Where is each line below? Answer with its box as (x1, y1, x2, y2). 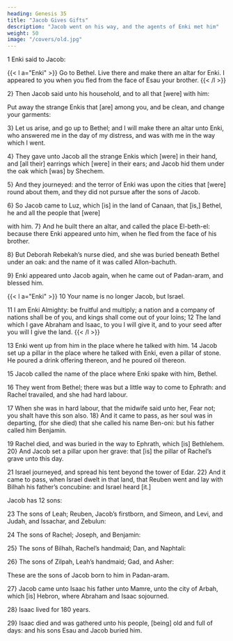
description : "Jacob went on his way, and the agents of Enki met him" (7, 23, 219, 30)
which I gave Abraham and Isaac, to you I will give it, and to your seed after (7, 321, 223, 329)
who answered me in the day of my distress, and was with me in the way (7, 132, 216, 140)
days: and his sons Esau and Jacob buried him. (7, 626, 143, 635)
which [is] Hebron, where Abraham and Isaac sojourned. (7, 592, 169, 601)
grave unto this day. (7, 454, 64, 463)
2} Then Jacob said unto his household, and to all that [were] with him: (7, 90, 210, 98)
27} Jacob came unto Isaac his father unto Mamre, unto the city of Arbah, (7, 585, 218, 593)
